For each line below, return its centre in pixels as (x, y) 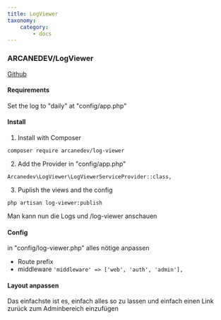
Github (17, 74)
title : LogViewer (33, 14)
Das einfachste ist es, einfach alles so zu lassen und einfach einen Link (110, 301)
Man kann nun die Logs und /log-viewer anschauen (82, 216)
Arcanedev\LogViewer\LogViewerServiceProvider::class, (90, 177)
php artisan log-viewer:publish (55, 202)
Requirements (29, 90)
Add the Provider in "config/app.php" (72, 164)
